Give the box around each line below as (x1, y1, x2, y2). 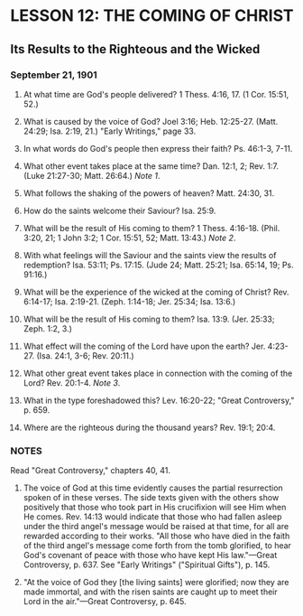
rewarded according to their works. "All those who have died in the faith (23, 530, 290, 542)
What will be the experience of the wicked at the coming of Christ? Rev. (23, 286, 289, 297)
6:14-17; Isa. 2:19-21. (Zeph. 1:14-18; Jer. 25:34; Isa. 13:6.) (23, 295, 236, 307)
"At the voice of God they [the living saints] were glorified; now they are (23, 577, 289, 588)
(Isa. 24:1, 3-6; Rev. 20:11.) (36, 350, 134, 361)
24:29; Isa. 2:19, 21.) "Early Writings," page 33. (23, 126, 197, 136)
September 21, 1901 (10, 69, 97, 81)
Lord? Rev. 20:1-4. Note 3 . (23, 377, 121, 388)
